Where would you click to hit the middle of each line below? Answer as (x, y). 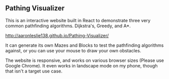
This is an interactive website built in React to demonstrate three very (78, 20)
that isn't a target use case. (34, 71)
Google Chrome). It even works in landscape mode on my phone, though (81, 65)
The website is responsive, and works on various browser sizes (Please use (85, 60)
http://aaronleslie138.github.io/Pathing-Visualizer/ (57, 35)
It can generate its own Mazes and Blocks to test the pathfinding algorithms (84, 45)
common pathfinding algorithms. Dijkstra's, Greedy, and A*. (68, 26)
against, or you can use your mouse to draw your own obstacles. (73, 50)
